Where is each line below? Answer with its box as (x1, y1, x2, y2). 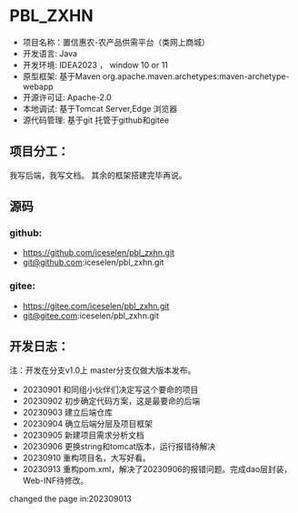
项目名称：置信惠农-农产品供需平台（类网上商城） (22, 36, 211, 47)
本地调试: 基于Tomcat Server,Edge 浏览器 (22, 103, 178, 114)
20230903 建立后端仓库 (22, 407, 114, 417)
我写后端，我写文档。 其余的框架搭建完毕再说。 (9, 169, 187, 180)
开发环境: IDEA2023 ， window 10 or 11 (22, 59, 168, 70)
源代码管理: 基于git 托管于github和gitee (22, 115, 170, 126)
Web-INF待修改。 (22, 475, 89, 486)
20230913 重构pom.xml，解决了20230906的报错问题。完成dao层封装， (22, 463, 293, 474)
